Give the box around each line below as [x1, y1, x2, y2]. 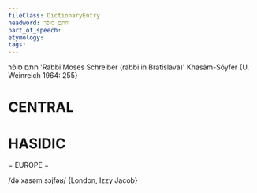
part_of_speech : [8, 26, 61, 34]
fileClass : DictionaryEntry [8, 11, 101, 20]
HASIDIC [8, 135, 66, 152]
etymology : [8, 33, 44, 42]
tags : [8, 41, 26, 49]
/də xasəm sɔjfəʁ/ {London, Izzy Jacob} [8, 176, 138, 185]
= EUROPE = [8, 161, 50, 170]
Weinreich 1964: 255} [8, 71, 78, 80]
